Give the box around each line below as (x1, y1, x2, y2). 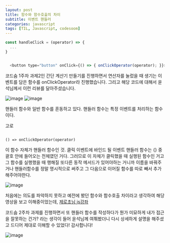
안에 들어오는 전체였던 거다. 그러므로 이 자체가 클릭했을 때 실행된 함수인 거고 (14, 153, 164, 159)
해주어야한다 (5, 172, 30, 178)
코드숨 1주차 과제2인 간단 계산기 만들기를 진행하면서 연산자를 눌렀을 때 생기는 (5, 73, 157, 79)
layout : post (5, 7, 33, 13)
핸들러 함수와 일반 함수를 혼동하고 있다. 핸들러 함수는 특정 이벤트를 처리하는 (5, 105, 154, 111)
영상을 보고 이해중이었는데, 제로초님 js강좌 (5, 199, 89, 205)
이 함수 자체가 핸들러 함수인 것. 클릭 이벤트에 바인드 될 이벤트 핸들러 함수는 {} (5, 147, 157, 153)
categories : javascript (5, 21, 56, 27)
